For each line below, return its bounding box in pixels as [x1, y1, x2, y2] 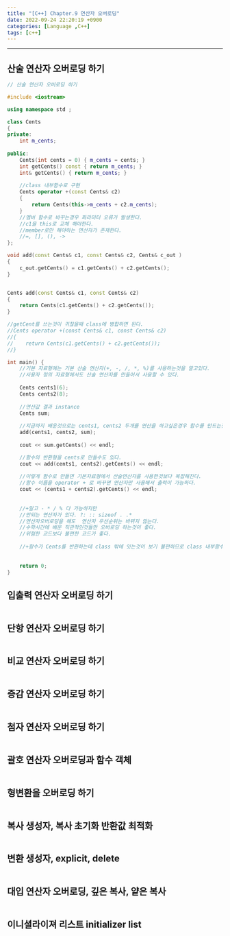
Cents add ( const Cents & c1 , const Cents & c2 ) [7, 289, 139, 296]
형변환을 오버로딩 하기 [7, 787, 94, 799]
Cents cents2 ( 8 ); [19, 390, 69, 398]
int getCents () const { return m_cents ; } [19, 163, 142, 170]
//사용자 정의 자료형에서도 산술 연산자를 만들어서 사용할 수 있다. [19, 372, 180, 379]
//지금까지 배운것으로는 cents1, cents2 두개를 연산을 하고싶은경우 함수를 [19, 422, 204, 429]
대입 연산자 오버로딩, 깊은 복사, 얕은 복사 [7, 886, 166, 898]
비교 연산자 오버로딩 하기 [7, 656, 105, 667]
